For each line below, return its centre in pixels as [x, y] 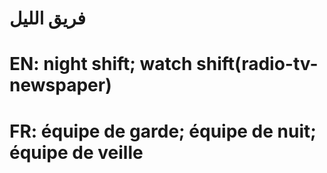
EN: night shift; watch [101, 64]
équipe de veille [76, 152]
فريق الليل [47, 18]
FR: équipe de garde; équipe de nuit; [163, 131]
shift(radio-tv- [257, 64]
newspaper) [60, 85]
